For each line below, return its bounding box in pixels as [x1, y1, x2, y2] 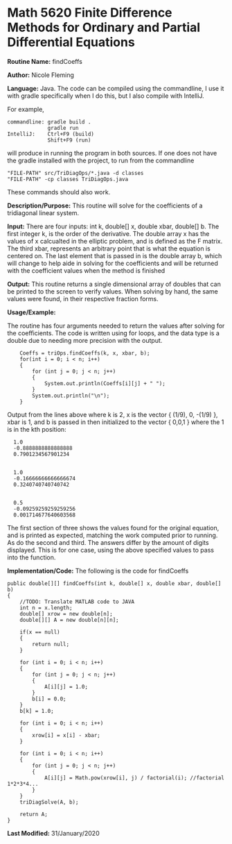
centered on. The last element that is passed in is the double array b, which [7, 251, 222, 260]
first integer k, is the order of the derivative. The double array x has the [7, 229, 210, 237]
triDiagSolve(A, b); [19, 798, 79, 806]
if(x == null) [19, 628, 60, 636]
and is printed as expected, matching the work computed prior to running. [7, 531, 218, 539]
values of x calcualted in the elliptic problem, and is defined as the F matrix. [7, 237, 223, 245]
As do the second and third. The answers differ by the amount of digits [7, 538, 209, 546]
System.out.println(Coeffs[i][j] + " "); [44, 380, 166, 387]
